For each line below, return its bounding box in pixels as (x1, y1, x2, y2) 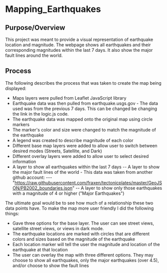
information (12, 158, 36, 164)
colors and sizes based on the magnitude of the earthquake (12, 236, 136, 242)
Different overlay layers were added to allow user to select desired (12, 153, 149, 159)
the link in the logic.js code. (12, 111, 69, 117)
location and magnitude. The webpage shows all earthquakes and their (5, 42, 151, 48)
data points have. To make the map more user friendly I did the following (5, 205, 154, 211)
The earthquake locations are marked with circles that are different (12, 231, 150, 237)
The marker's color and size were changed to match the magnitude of (12, 127, 156, 133)
